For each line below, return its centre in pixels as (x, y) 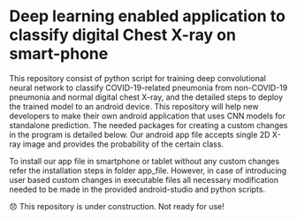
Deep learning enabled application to (147, 16)
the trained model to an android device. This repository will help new (134, 106)
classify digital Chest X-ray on (123, 35)
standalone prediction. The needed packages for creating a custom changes (148, 125)
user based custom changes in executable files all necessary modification (144, 179)
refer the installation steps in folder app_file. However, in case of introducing (148, 171)
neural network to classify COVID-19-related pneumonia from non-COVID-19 (148, 87)
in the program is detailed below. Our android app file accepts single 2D (140, 134)
